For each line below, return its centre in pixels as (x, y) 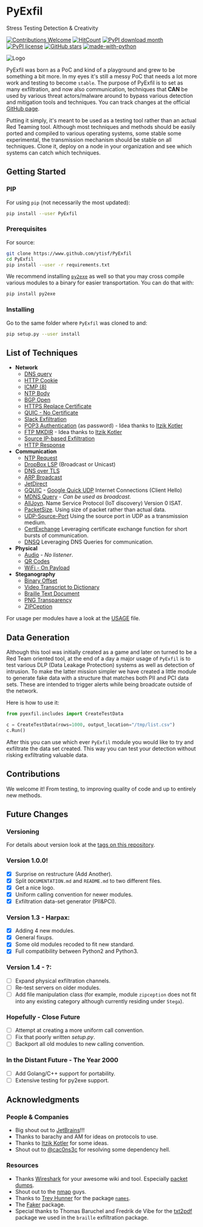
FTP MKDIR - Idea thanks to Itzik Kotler (73, 432)
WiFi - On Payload (47, 568)
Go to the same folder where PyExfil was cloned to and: (77, 323)
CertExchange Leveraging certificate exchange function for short (106, 529)
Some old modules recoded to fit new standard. (75, 944)
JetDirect (36, 484)
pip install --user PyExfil (42, 213)
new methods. (24, 795)
